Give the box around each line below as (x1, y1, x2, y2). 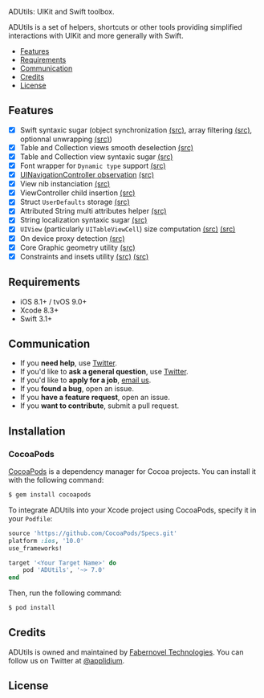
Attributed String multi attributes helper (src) (19, 206, 167, 216)
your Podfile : (8, 513, 53, 523)
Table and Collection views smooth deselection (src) (19, 142, 194, 152)
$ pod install (8, 604, 56, 612)
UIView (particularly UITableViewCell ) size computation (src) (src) (19, 224, 236, 234)
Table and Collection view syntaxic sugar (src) (19, 152, 173, 161)
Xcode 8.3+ (19, 305, 59, 315)
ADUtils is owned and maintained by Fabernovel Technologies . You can (8, 647, 244, 657)
